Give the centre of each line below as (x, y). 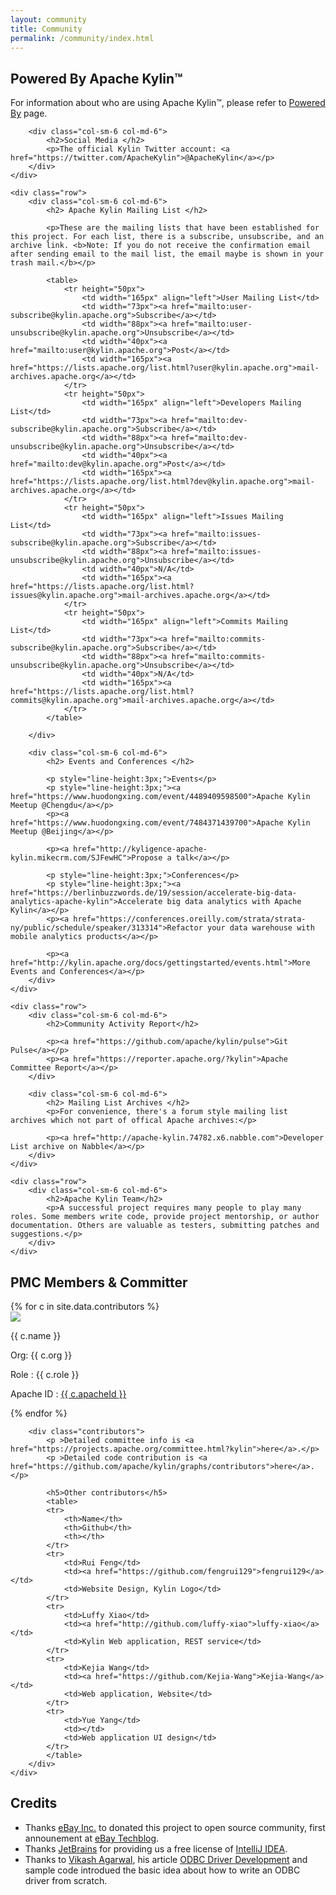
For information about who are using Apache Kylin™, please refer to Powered (168, 103)
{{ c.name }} (36, 1335)
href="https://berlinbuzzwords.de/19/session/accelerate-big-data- (154, 893)
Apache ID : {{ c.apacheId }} (68, 1394)
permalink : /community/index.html (82, 38)
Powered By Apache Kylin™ (96, 78)
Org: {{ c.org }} (41, 1355)
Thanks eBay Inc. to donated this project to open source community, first (175, 1827)
